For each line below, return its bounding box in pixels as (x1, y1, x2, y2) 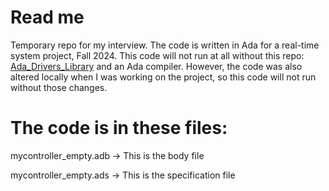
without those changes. (10, 81, 108, 93)
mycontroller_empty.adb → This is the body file (10, 149, 205, 161)
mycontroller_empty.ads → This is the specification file (10, 169, 236, 181)
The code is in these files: (10, 117, 228, 140)
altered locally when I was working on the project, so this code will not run (10, 71, 317, 83)
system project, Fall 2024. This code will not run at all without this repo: (10, 49, 305, 61)
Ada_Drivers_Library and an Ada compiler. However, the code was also (10, 60, 303, 72)
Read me (10, 6, 85, 29)
